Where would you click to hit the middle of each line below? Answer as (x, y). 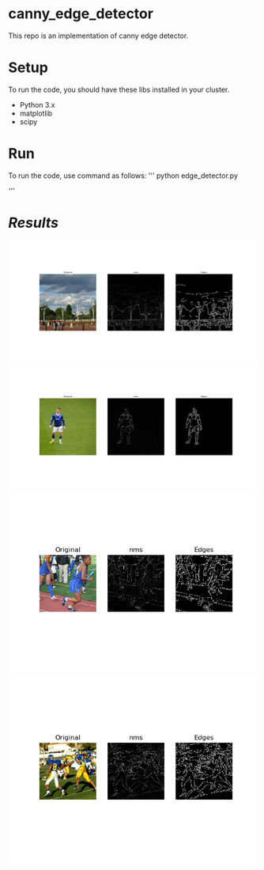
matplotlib (36, 113)
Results (34, 223)
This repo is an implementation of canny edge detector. (98, 36)
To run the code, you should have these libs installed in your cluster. (119, 89)
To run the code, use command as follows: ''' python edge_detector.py (123, 176)
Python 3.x (37, 104)
